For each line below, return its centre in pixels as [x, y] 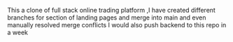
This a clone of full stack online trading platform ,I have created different [111, 10]
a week [18, 32]
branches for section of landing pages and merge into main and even [107, 17]
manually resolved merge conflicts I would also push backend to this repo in [117, 25]
